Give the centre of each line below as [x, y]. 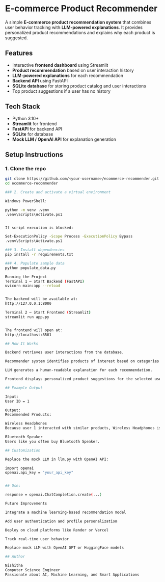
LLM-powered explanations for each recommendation [68, 75]
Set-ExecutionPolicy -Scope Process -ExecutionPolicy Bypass [69, 237]
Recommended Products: [28, 415]
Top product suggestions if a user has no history [61, 91]
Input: [12, 397]
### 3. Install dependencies [35, 250]
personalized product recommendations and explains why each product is [80, 32]
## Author [15, 557]
